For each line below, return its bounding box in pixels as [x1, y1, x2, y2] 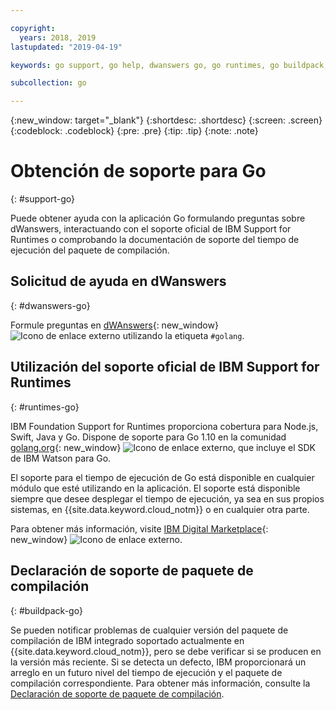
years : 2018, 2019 [19, 32, 97, 43]
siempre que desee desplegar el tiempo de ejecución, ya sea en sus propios [10, 492, 325, 505]
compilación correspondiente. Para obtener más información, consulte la [10, 677, 311, 689]
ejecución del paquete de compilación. [10, 244, 170, 256]
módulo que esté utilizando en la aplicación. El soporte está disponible [10, 482, 301, 494]
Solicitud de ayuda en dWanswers [10, 273, 227, 290]
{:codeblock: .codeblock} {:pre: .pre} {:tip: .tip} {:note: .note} [10, 125, 259, 137]
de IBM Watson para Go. [10, 452, 112, 464]
